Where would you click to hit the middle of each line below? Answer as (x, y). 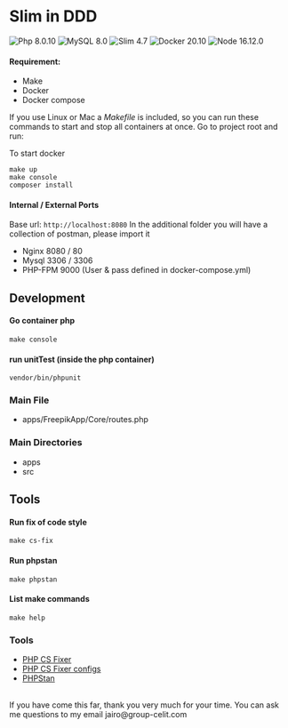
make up (24, 170)
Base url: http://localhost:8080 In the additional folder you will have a (139, 225)
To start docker (37, 154)
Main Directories (46, 443)
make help (28, 618)
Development (48, 298)
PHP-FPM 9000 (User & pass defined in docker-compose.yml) (136, 270)
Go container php (42, 321)
